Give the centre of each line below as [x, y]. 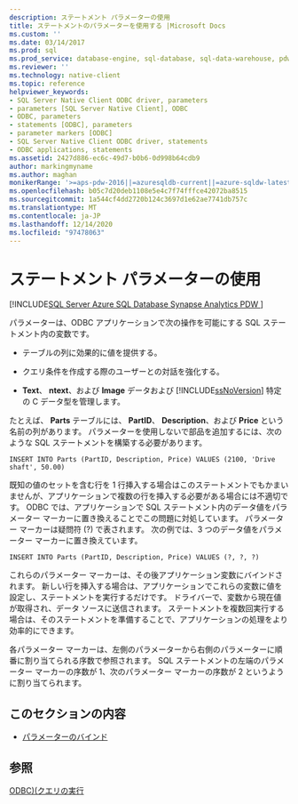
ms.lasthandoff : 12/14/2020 [61, 224]
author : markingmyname [51, 166]
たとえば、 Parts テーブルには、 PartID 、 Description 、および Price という [147, 421]
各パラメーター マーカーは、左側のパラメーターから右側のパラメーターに [142, 649]
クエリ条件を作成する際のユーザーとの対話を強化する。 [123, 372]
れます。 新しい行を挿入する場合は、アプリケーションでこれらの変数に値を [146, 586]
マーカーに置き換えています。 [88, 541]
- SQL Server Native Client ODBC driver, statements [109, 141]
